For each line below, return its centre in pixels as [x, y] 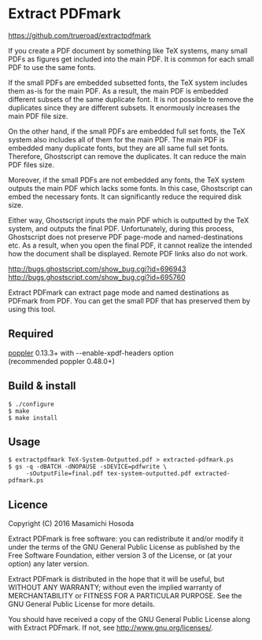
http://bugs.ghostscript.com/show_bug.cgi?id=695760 [97, 277]
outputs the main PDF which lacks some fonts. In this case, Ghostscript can [131, 188]
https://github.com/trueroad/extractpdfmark [79, 35]
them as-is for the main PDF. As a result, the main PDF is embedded [118, 90]
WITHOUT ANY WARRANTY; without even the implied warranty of [115, 587]
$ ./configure [31, 404]
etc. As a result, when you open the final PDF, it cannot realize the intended [130, 245]
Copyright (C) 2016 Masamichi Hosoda [71, 524]
